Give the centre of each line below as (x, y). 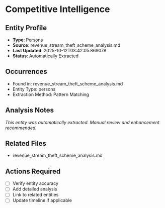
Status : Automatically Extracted (46, 56)
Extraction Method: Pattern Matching (51, 94)
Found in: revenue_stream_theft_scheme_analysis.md (68, 83)
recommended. (21, 128)
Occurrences (26, 72)
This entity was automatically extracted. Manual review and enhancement (82, 122)
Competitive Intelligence (58, 9)
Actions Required (33, 171)
